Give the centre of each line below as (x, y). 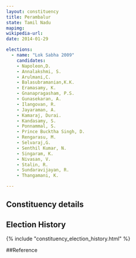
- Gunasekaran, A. (39, 99)
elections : (19, 50)
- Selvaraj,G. (34, 143)
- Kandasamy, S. (37, 121)
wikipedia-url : (25, 34)
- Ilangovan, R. (37, 104)
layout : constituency (33, 11)
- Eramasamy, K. (37, 88)
